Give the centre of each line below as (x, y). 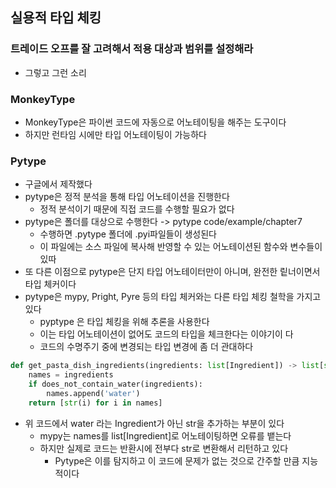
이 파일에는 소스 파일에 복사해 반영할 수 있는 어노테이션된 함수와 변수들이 (181, 247)
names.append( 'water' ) (93, 393)
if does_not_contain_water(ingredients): (115, 384)
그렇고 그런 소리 (55, 72)
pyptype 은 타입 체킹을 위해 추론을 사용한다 (124, 322)
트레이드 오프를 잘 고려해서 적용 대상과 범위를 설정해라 (132, 49)
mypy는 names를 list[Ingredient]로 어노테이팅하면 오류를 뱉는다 (165, 435)
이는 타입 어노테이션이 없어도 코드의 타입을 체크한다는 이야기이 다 (166, 334)
